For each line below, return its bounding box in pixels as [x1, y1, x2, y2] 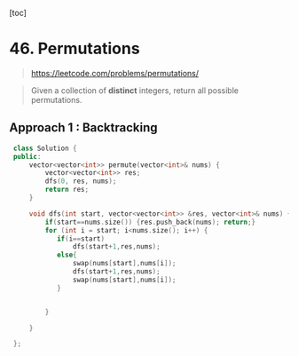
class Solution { [12, 144, 77, 153]
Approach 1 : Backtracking [9, 120, 158, 136]
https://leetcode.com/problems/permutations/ [30, 67, 200, 78]
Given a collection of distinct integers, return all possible [30, 84, 239, 96]
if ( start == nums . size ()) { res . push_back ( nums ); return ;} [44, 218, 256, 226]
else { [56, 250, 77, 260]
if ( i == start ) [56, 234, 105, 243]
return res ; [44, 186, 90, 194]
